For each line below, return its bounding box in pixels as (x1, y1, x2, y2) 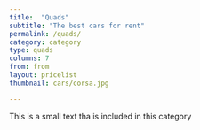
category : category (9, 37, 82, 47)
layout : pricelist (9, 71, 77, 80)
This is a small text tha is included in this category (9, 111, 192, 121)
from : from (9, 63, 50, 72)
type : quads (9, 46, 53, 55)
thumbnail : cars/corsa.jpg (9, 79, 109, 88)
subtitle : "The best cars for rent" (9, 21, 145, 30)
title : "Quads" (9, 12, 69, 22)
